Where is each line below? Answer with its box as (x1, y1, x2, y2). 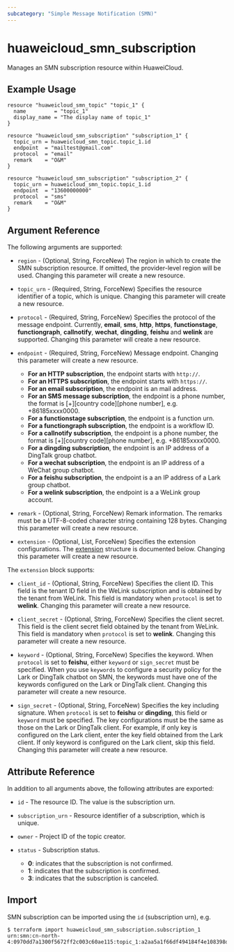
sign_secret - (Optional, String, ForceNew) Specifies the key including (17, 701, 219, 709)
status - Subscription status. (17, 846, 100, 854)
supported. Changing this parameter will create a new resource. (17, 335, 201, 344)
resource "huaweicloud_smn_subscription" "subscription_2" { (7, 175, 189, 182)
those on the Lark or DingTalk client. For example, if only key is (17, 723, 198, 732)
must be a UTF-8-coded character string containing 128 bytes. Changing (17, 516, 227, 525)
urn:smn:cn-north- (7, 932, 61, 939)
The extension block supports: (7, 566, 95, 574)
